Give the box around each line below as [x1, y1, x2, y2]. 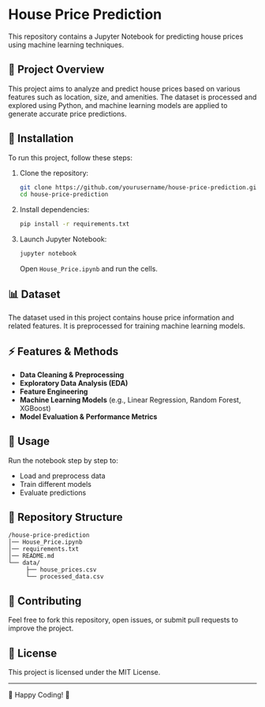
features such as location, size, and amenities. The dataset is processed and [8, 92, 257, 102]
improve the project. [8, 623, 74, 633]
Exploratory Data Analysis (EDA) [19, 378, 129, 387]
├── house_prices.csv [25, 566, 97, 574]
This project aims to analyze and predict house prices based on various [8, 84, 241, 93]
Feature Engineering [19, 387, 88, 396]
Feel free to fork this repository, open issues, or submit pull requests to [8, 615, 239, 625]
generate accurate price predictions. [8, 109, 127, 118]
